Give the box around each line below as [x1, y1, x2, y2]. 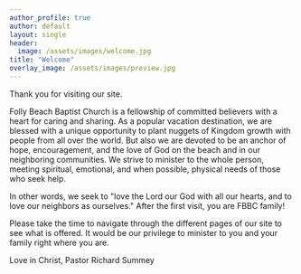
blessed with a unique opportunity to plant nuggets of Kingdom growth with [9, 125, 291, 136]
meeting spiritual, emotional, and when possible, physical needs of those [9, 164, 281, 175]
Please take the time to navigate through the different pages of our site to [9, 218, 283, 229]
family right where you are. [9, 237, 110, 248]
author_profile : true [9, 13, 91, 23]
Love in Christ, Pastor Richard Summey [9, 254, 155, 265]
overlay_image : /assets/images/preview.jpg [9, 64, 176, 73]
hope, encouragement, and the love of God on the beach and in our [9, 144, 260, 155]
